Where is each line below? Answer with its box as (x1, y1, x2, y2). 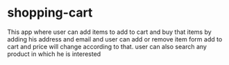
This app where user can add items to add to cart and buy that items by (7, 28, 212, 36)
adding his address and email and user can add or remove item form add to (7, 35, 223, 43)
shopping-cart (7, 5, 93, 21)
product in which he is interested (7, 50, 101, 58)
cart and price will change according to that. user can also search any (7, 42, 207, 50)
